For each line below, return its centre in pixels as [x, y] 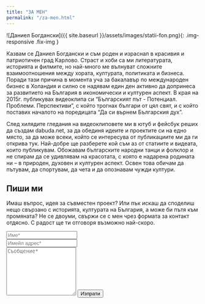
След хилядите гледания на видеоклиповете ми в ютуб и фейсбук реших [102, 124]
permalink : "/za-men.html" [41, 18]
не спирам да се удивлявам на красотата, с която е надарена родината [100, 156]
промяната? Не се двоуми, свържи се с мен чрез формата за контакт [98, 216]
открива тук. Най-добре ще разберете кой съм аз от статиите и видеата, [102, 143]
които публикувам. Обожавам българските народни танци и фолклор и [100, 150]
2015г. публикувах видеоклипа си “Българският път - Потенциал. [92, 99]
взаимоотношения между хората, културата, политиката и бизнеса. [95, 73]
